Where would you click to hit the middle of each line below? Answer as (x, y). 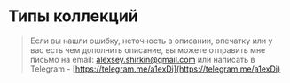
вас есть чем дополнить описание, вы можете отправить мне (148, 49)
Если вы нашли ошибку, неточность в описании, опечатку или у (151, 41)
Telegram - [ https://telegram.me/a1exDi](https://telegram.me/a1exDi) (155, 69)
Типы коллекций (73, 16)
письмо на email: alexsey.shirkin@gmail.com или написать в (142, 59)
